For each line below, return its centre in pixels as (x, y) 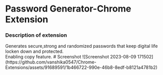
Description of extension (36, 35)
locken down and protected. (35, 51)
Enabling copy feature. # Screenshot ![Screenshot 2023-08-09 (71, 57)
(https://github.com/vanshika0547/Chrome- (51, 62)
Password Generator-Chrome (68, 9)
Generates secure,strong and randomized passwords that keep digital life (82, 46)
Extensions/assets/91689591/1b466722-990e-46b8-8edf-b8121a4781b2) (82, 67)
